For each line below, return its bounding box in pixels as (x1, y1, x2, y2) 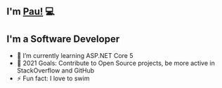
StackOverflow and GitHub (16, 66, 95, 75)
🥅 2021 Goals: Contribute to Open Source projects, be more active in (16, 59, 215, 68)
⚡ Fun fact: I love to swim (16, 74, 90, 82)
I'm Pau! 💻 (6, 6, 55, 17)
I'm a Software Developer (6, 33, 120, 45)
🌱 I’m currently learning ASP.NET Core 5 (16, 52, 133, 60)
